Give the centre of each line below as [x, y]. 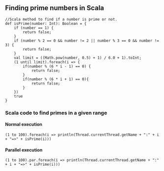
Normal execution [24, 125]
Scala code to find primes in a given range [56, 113]
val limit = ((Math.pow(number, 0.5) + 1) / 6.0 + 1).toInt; [78, 58]
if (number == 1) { [34, 28]
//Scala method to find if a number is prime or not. [61, 19]
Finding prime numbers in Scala [55, 8]
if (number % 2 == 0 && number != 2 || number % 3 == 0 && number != [87, 41]
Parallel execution [24, 150]
